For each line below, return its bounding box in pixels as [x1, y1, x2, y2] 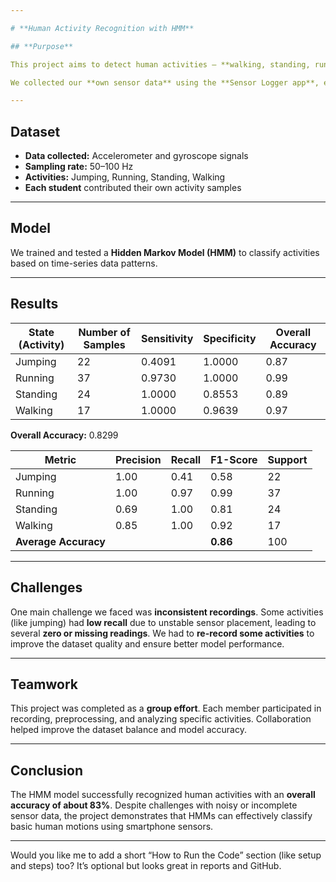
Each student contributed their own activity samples [24, 182, 242, 194]
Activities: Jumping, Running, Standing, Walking [24, 171, 226, 183]
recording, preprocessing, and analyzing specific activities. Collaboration [10, 713, 312, 725]
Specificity [203, 331, 257, 345]
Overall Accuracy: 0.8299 [10, 429, 119, 441]
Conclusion [10, 762, 84, 779]
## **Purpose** [10, 41, 74, 51]
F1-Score [210, 452, 258, 466]
